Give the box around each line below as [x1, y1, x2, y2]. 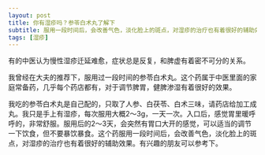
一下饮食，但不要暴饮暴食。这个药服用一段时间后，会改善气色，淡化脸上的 [8, 129, 250, 138]
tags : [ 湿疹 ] [8, 33, 49, 42]
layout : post [8, 11, 51, 20]
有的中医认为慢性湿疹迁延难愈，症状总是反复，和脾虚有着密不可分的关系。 [8, 56, 250, 65]
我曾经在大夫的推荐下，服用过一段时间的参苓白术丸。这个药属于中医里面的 [8, 72, 250, 83]
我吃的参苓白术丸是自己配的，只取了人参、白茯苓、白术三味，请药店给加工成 [8, 99, 257, 109]
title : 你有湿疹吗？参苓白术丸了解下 [8, 19, 116, 27]
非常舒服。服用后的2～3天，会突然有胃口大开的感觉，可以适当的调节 [28, 119, 252, 128]
